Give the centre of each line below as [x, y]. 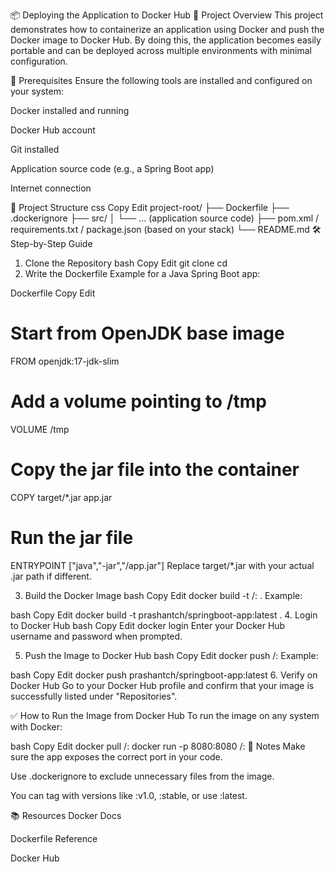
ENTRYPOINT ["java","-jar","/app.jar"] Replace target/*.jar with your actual [162, 565]
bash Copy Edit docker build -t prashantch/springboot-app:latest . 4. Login [164, 615]
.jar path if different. [51, 576]
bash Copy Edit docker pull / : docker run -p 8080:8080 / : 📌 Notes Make [158, 746]
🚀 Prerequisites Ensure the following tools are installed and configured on [161, 80]
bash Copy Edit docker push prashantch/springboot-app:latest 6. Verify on [164, 675]
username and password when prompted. [96, 636]
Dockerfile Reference [54, 838]
